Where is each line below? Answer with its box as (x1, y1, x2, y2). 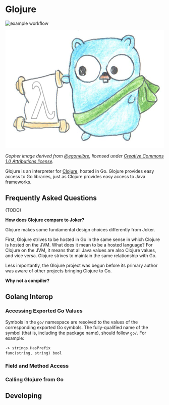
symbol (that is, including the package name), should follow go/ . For (5, 330, 146, 336)
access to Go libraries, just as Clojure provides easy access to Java (5, 174, 145, 180)
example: (5, 335, 24, 341)
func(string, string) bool (5, 350, 62, 355)
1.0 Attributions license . (5, 158, 54, 165)
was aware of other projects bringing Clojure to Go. (5, 268, 112, 274)
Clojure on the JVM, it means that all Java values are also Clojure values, (5, 247, 156, 254)
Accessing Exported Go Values (5, 307, 83, 314)
